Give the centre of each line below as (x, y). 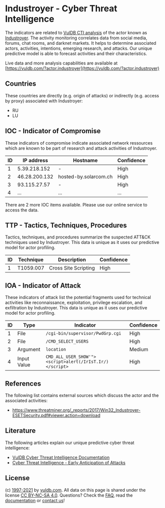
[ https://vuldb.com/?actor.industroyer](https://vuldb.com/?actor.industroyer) (82, 68)
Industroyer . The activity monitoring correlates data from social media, (76, 38)
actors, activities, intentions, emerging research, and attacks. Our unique (79, 48)
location (56, 349)
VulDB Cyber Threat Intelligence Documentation (61, 457)
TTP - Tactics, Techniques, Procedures (66, 225)
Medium (139, 350)
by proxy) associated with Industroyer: (44, 101)
